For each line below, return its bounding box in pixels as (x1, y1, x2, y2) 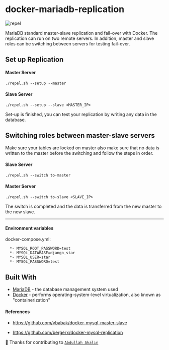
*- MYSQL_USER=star (10, 255, 51, 260)
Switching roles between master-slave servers (5, 131, 155, 140)
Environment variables (5, 225, 54, 231)
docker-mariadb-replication (5, 4, 125, 15)
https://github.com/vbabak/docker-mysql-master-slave (12, 320, 127, 326)
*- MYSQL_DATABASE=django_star (10, 251, 75, 256)
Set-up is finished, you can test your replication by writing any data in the (5, 111, 157, 117)
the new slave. (5, 208, 35, 215)
